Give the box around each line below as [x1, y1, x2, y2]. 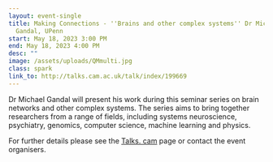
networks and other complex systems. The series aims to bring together [8, 103, 250, 113]
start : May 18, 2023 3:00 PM [8, 34, 107, 43]
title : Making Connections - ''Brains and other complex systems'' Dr [8, 19, 253, 28]
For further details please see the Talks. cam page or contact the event [8, 135, 246, 146]
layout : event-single [8, 11, 82, 20]
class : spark [8, 65, 53, 73]
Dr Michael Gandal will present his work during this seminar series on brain [8, 94, 260, 104]
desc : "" [8, 49, 38, 58]
